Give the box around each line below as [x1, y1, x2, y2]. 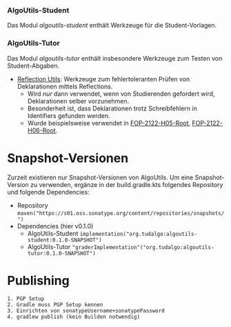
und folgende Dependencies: [7, 188, 90, 196]
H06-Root [27, 126, 57, 135]
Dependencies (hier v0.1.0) [17, 221, 94, 230]
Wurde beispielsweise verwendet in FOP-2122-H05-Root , [27, 119, 191, 127]
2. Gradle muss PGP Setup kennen [7, 301, 103, 308]
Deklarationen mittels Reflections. [17, 82, 113, 90]
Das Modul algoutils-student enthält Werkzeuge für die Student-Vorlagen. [7, 21, 217, 30]
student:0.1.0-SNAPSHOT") [27, 237, 102, 244]
